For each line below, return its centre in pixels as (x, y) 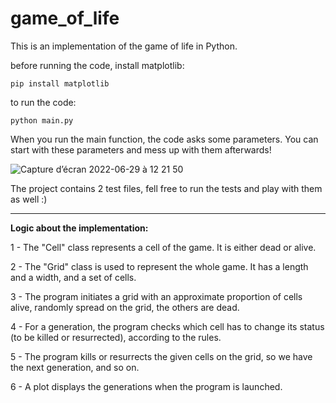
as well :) (29, 199)
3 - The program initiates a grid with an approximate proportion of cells (156, 296)
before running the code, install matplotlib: (97, 65)
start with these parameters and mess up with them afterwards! (141, 149)
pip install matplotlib (60, 83)
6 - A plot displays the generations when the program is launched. (146, 386)
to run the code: (43, 102)
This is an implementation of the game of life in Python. (124, 46)
